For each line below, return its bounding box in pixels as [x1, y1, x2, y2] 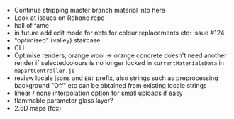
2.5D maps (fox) [13, 104, 62, 112]
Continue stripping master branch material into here [13, 6, 165, 14]
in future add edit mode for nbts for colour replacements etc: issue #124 [13, 28, 225, 37]
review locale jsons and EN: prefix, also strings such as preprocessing [13, 74, 218, 82]
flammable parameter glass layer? [13, 96, 113, 105]
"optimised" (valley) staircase [13, 36, 101, 45]
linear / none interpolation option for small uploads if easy [13, 89, 183, 97]
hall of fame [13, 21, 50, 29]
